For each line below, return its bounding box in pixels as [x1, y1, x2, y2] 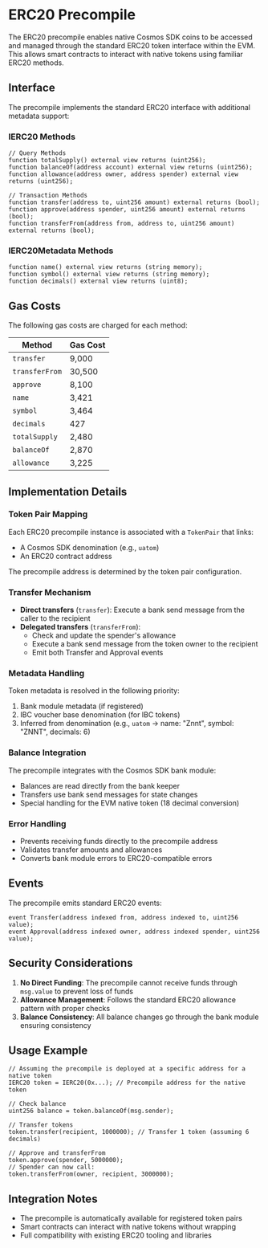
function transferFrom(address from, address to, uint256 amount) [8, 219, 235, 228]
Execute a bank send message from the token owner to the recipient [31, 639, 258, 649]
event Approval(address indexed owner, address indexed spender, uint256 [8, 928, 261, 936]
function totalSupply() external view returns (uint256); [8, 157, 206, 165]
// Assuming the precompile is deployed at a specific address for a [8, 1065, 246, 1073]
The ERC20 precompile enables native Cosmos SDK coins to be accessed [8, 32, 253, 42]
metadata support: [8, 111, 70, 120]
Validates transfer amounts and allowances [19, 845, 163, 854]
